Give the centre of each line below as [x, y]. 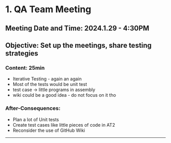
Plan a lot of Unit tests [36, 119]
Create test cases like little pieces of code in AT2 [64, 125]
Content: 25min [25, 68]
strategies [22, 53]
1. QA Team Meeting [48, 9]
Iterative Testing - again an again [47, 79]
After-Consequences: [33, 108]
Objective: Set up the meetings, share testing [78, 45]
